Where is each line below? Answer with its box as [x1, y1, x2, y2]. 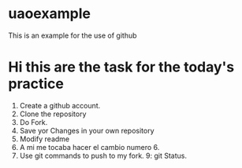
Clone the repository [19, 109, 87, 119]
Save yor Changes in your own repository [19, 126, 155, 135]
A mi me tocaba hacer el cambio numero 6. [19, 142, 160, 152]
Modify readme [19, 134, 69, 144]
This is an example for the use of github [8, 31, 137, 40]
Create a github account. [19, 100, 101, 110]
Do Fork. [19, 117, 48, 126]
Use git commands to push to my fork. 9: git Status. [19, 151, 188, 160]
